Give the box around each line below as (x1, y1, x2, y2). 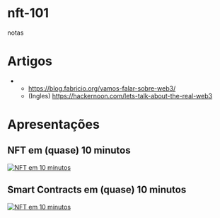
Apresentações (7, 117, 100, 132)
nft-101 (7, 5, 50, 21)
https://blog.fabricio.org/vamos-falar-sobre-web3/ (28, 84, 176, 93)
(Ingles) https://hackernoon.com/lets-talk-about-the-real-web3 (28, 91, 213, 100)
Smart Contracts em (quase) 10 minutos (7, 184, 187, 196)
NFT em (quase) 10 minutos (7, 144, 131, 156)
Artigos (7, 53, 53, 69)
